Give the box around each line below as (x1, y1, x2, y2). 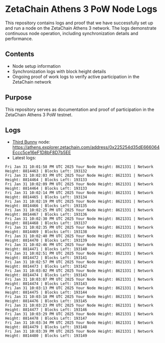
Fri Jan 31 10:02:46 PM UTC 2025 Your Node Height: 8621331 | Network (5, 243, 154, 247)
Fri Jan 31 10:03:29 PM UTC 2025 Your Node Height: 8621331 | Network (5, 312, 154, 317)
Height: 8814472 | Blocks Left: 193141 (5, 255, 87, 260)
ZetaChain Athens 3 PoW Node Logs (5, 3, 158, 15)
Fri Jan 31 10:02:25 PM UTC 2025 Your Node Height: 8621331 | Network (5, 208, 154, 213)
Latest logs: (12, 155, 36, 161)
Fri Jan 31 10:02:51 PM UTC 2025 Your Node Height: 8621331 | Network (5, 251, 154, 256)
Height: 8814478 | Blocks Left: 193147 (5, 316, 87, 321)
